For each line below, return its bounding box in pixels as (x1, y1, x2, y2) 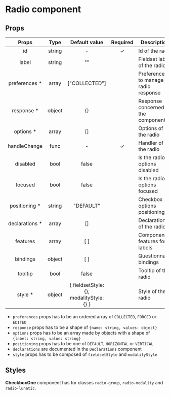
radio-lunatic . (5, 385, 36, 391)
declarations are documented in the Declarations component (12, 346, 142, 352)
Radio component (5, 4, 81, 15)
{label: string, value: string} (12, 336, 81, 341)
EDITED (12, 320, 27, 325)
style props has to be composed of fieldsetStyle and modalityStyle (12, 351, 158, 357)
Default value (70, 39, 104, 46)
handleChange (8, 143, 43, 149)
